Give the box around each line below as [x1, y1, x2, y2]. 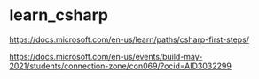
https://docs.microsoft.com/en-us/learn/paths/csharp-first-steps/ [9, 34, 250, 45]
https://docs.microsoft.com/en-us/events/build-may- [9, 51, 203, 61]
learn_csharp [9, 5, 109, 25]
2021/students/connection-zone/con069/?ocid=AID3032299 [9, 61, 232, 71]
